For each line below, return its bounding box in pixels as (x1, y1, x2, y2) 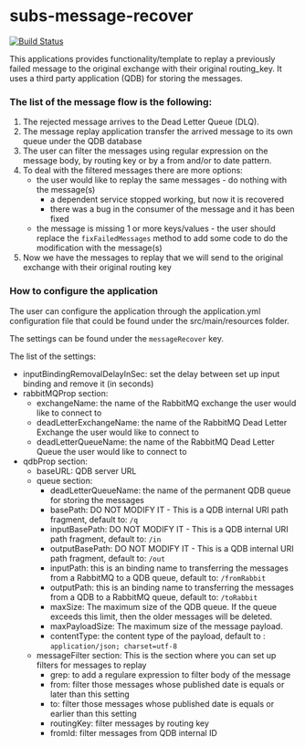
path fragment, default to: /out (49, 552, 166, 563)
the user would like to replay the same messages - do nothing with (36, 174, 288, 185)
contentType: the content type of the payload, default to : (49, 630, 267, 641)
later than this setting (49, 689, 130, 700)
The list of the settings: (9, 351, 96, 362)
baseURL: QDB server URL (36, 465, 137, 476)
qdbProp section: (22, 456, 89, 467)
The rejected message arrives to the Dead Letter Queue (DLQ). (22, 116, 260, 128)
